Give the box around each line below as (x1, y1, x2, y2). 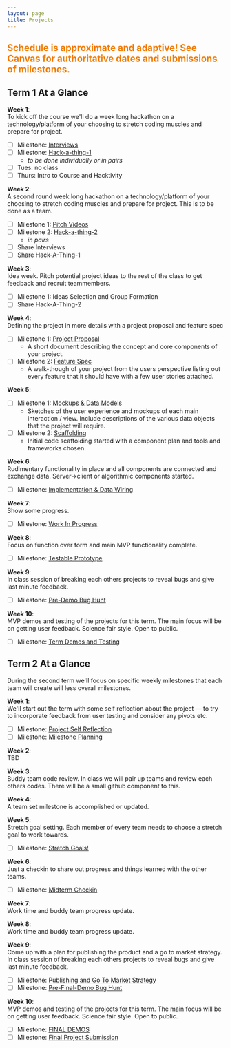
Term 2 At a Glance (7, 658, 91, 670)
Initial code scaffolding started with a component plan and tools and (27, 437, 220, 445)
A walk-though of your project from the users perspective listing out (27, 365, 220, 373)
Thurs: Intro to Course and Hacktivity (17, 171, 123, 179)
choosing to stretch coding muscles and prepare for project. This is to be (7, 199, 215, 207)
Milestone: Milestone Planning (17, 733, 103, 741)
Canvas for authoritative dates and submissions (7, 52, 218, 64)
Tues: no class (17, 163, 59, 171)
